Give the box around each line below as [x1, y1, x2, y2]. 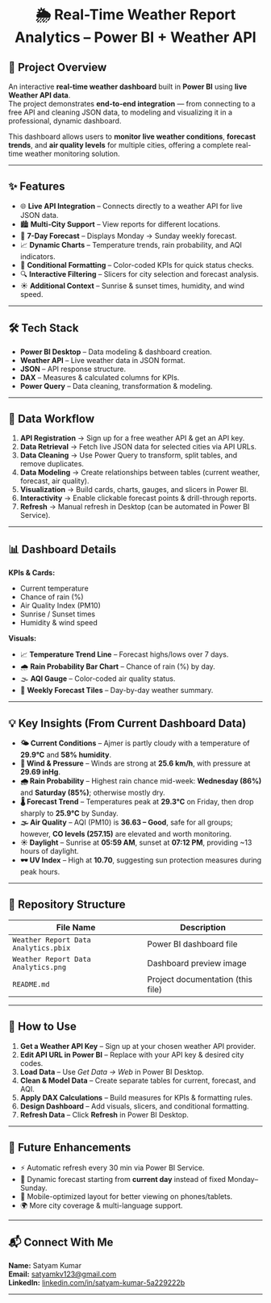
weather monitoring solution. [24, 149, 120, 158]
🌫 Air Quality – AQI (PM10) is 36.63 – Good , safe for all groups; [19, 817, 233, 827]
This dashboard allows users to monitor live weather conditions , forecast [8, 132, 256, 141]
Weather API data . [8, 90, 71, 100]
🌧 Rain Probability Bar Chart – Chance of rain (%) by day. [19, 662, 215, 671]
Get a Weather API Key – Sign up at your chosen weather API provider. [19, 1041, 256, 1050]
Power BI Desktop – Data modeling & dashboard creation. [19, 347, 212, 357]
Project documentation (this [147, 973, 252, 984]
